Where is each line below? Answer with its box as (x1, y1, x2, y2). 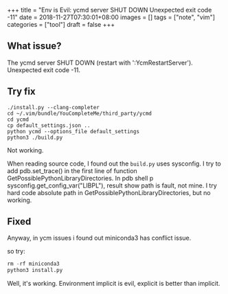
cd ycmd (7, 116, 30, 123)
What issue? (7, 41, 62, 52)
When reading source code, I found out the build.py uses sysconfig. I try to (7, 159, 222, 168)
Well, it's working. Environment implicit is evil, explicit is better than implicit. (7, 280, 220, 288)
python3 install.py (7, 267, 63, 274)
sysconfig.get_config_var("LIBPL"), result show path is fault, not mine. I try (7, 181, 218, 190)
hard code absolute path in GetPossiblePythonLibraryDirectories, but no (7, 188, 211, 196)
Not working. (7, 146, 44, 154)
